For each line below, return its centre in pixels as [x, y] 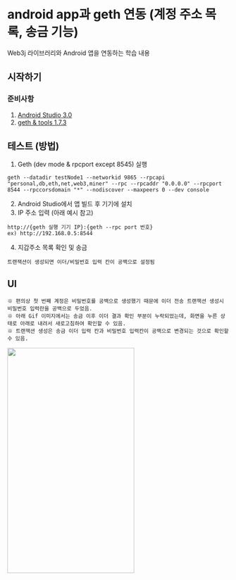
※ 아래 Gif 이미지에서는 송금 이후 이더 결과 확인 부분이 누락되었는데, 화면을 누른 [112, 316]
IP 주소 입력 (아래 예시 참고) [55, 213]
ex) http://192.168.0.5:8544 [50, 234]
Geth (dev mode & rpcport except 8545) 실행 [82, 164]
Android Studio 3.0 [45, 115]
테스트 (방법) [33, 146]
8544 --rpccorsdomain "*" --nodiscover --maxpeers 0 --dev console [108, 190]
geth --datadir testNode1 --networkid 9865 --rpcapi [86, 178]
